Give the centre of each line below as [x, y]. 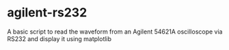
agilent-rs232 [47, 13]
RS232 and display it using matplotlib [59, 38]
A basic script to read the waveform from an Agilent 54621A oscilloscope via [115, 32]
